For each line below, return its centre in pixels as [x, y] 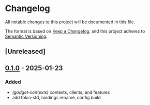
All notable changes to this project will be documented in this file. [70, 22]
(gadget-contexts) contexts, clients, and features [61, 92]
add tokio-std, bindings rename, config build [56, 98]
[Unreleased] [25, 52]
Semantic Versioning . [26, 36]
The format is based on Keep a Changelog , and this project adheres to [75, 31]
